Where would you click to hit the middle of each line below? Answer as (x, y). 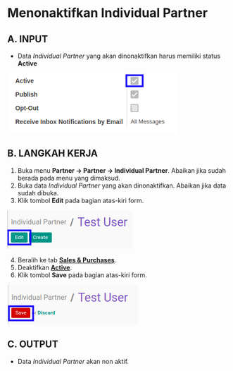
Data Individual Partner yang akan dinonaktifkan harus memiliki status (119, 56)
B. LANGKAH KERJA (53, 153)
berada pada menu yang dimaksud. (69, 178)
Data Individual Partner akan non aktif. (73, 361)
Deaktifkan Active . (45, 267)
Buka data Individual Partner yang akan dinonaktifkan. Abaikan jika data (122, 185)
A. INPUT (27, 39)
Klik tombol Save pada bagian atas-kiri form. (82, 275)
